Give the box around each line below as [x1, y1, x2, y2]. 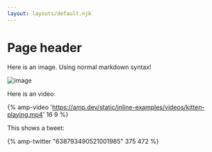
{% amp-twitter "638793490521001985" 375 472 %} [7, 137, 159, 145]
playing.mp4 [7, 110, 43, 118]
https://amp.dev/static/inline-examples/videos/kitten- [51, 103, 205, 111]
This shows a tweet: [7, 124, 65, 132]
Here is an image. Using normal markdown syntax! [7, 63, 152, 71]
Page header [7, 39, 82, 55]
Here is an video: [7, 89, 56, 97]
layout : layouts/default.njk [7, 10, 92, 17]
